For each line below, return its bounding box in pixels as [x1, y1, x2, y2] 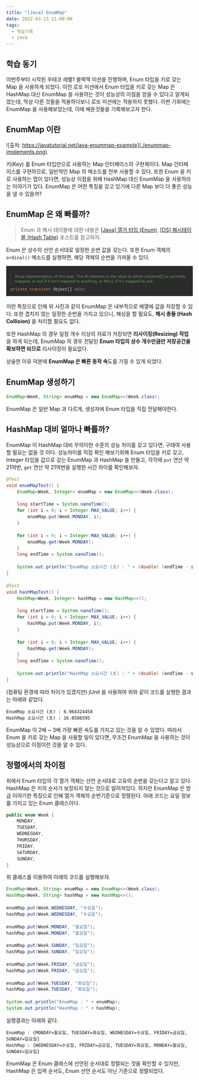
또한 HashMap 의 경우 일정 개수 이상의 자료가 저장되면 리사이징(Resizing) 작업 [6, 330, 189, 338]
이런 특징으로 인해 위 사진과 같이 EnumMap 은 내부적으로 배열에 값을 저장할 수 [6, 303, 187, 310]
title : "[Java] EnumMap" [6, 10, 68, 15]
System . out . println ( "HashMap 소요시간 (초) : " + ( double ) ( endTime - [17, 670, 188, 676]
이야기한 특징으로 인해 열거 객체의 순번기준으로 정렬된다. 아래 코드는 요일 [12, 792, 180, 799]
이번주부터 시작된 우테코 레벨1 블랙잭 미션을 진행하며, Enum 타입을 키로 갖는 [6, 75, 182, 83]
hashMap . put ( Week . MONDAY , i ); [27, 621, 102, 626]
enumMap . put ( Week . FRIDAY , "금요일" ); [6, 961, 96, 967]
